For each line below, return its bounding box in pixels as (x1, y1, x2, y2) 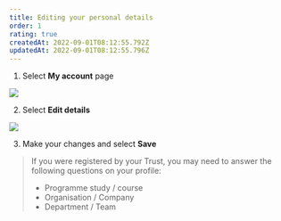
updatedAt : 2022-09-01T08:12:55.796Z (9, 46, 150, 55)
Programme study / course (44, 183, 144, 193)
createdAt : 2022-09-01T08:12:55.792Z (9, 37, 150, 47)
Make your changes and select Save (21, 139, 157, 150)
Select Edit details (21, 104, 91, 116)
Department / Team (44, 201, 117, 212)
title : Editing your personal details (9, 12, 153, 22)
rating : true (9, 29, 58, 38)
